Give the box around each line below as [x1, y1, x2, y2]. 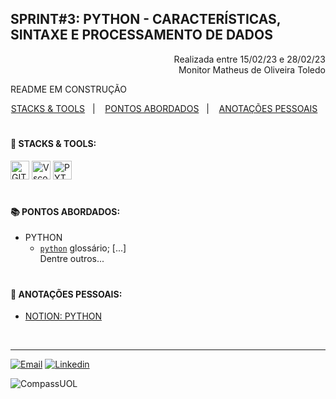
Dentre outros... [39, 253, 105, 265]
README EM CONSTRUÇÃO [10, 83, 127, 95]
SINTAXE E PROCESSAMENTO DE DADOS [10, 27, 273, 44]
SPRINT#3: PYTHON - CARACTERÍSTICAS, [10, 11, 282, 28]
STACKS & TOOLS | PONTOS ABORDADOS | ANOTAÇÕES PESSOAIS [10, 102, 318, 114]
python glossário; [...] [39, 242, 127, 254]
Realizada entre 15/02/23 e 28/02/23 [173, 53, 326, 65]
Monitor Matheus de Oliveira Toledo [178, 63, 326, 76]
